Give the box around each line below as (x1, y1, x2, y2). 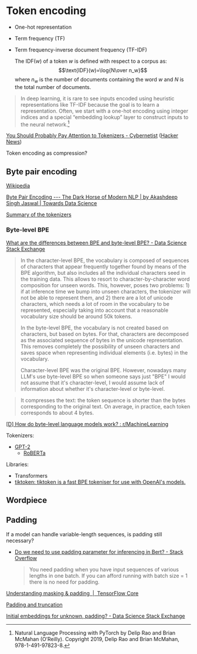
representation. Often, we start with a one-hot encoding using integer (20, 107, 189, 114)
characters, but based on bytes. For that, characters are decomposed (20, 330, 189, 338)
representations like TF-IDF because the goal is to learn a (20, 101, 159, 108)
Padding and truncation (6, 601, 63, 608)
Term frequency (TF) (14, 35, 66, 42)
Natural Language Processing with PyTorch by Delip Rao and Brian (14, 629, 176, 636)
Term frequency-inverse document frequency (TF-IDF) (14, 46, 148, 53)
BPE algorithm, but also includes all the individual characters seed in (20, 269, 186, 276)
